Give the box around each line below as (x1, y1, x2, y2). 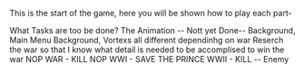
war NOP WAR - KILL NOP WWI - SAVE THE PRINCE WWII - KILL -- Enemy (9, 54, 289, 64)
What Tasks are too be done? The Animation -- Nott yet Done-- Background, (9, 25, 296, 35)
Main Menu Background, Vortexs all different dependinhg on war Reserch (9, 35, 284, 45)
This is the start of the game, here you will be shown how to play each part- (9, 8, 292, 18)
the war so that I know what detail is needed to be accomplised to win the (9, 44, 285, 55)
